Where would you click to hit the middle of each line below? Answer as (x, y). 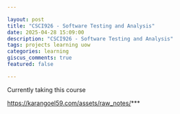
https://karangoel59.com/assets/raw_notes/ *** (74, 103)
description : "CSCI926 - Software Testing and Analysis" (90, 38)
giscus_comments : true (40, 58)
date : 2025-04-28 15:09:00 (46, 32)
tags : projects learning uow (49, 45)
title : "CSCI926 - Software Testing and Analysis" (81, 26)
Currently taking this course (46, 89)
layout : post (26, 19)
